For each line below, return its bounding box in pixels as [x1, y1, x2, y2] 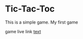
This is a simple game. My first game [5, 19, 78, 25]
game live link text [5, 28, 41, 34]
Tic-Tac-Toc [5, 3, 55, 14]
